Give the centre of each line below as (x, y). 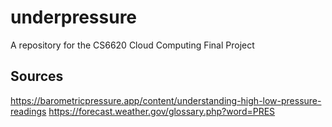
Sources (37, 76)
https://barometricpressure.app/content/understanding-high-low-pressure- (166, 100)
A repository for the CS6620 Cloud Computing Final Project (132, 45)
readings (28, 111)
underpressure (74, 17)
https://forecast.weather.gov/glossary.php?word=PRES (162, 111)
